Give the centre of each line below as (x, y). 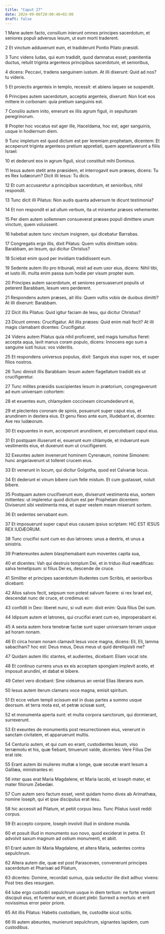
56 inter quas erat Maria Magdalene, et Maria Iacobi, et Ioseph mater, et (78, 779)
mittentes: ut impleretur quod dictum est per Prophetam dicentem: (72, 500)
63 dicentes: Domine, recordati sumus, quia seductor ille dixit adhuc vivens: (82, 878)
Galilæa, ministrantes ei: (30, 770)
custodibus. (17, 927)
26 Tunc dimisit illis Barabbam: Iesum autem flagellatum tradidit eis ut (76, 372)
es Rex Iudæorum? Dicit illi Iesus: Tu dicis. (48, 176)
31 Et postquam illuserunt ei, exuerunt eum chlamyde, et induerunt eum (77, 440)
